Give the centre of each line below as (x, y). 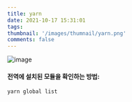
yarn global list (32, 92)
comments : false (31, 40)
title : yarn (24, 14)
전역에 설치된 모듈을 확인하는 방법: (53, 76)
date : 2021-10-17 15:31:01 (46, 20)
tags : (15, 27)
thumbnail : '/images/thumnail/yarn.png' (67, 33)
